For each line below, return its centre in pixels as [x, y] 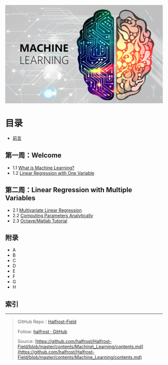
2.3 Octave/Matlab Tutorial [40, 221]
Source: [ [27, 342]
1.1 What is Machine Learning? [43, 168]
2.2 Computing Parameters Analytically [53, 215]
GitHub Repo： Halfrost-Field [47, 322]
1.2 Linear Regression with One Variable [53, 173]
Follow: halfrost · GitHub [42, 332]
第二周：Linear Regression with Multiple [69, 190]
